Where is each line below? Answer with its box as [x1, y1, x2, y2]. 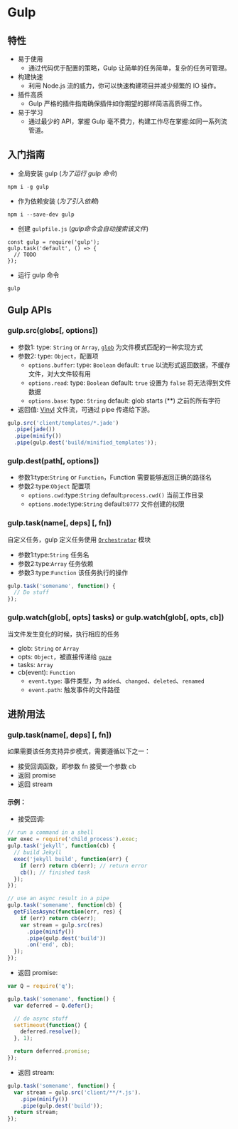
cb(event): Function [17, 668, 76, 676]
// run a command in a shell [7, 829, 94, 836]
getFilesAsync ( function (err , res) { [13, 908, 122, 916]
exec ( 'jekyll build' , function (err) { [13, 855, 129, 862]
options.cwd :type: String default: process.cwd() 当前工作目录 [28, 491, 204, 500]
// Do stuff [13, 589, 50, 596]
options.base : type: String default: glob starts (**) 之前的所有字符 [28, 396, 221, 405]
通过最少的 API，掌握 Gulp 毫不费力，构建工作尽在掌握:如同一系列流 [28, 117, 227, 125]
